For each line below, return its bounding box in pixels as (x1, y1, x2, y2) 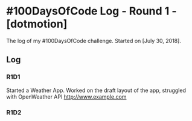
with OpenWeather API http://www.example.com (6, 93, 127, 100)
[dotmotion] (6, 17, 68, 31)
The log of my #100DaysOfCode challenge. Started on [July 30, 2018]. (6, 37, 181, 44)
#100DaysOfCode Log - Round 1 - (6, 4, 177, 18)
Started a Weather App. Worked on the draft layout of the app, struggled (6, 87, 186, 94)
